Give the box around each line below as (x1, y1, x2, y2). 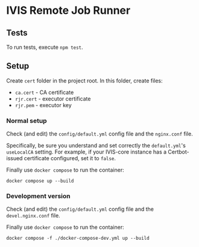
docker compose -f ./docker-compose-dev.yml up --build (6, 236, 150, 242)
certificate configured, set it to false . (24, 155, 116, 162)
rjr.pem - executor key (14, 101, 72, 108)
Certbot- (168, 148, 189, 155)
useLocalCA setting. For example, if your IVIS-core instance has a (6, 148, 167, 155)
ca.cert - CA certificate (14, 89, 74, 96)
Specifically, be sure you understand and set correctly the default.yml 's (6, 142, 186, 149)
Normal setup (6, 116, 47, 125)
